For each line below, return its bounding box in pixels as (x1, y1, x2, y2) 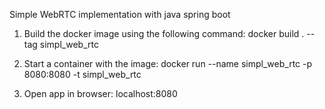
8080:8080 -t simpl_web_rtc (23, 69, 142, 80)
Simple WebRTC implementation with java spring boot (9, 9, 231, 20)
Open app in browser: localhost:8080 (23, 88, 178, 99)
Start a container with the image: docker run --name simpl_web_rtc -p (23, 58, 313, 69)
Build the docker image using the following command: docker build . (23, 28, 305, 39)
